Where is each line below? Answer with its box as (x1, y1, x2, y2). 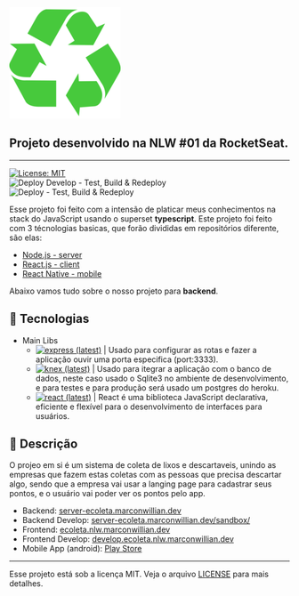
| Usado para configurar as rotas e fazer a (103, 344, 257, 355)
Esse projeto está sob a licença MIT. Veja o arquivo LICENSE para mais (9, 568, 270, 580)
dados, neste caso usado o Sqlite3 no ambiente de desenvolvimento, (35, 373, 289, 383)
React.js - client (21, 259, 80, 270)
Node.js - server (21, 249, 83, 260)
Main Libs (21, 334, 59, 345)
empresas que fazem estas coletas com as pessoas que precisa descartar (9, 470, 282, 480)
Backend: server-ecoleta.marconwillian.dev (21, 505, 182, 516)
